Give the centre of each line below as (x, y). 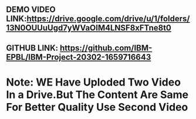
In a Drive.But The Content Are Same (97, 95)
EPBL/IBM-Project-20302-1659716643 (79, 57)
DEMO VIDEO (31, 10)
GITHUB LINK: (32, 48)
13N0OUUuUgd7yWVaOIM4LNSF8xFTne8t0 (89, 28)
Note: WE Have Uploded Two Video (93, 82)
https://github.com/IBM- (106, 48)
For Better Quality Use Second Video (97, 107)
